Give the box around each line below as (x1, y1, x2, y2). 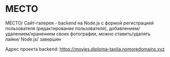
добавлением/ (109, 25, 141, 31)
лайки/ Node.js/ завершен (5, 36, 61, 42)
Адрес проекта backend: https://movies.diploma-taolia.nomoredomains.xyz (5, 46, 165, 52)
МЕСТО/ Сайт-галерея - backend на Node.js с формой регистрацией (5, 20, 154, 26)
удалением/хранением (5, 31, 55, 37)
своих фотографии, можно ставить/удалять (56, 31, 151, 37)
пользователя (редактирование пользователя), (5, 25, 108, 31)
